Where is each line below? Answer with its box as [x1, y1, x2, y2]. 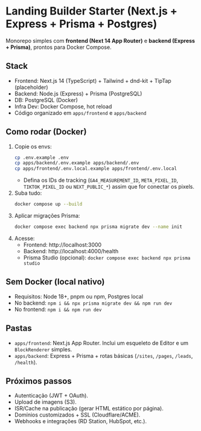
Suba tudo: [14, 189, 42, 197]
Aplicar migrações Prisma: [14, 212, 80, 219]
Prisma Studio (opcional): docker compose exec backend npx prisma [23, 254, 191, 261]
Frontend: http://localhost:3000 [23, 241, 102, 248]
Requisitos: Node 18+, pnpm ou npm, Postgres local [14, 293, 143, 300]
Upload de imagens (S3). [14, 398, 77, 406]
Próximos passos [5, 376, 72, 386]
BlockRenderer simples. [14, 346, 72, 353]
